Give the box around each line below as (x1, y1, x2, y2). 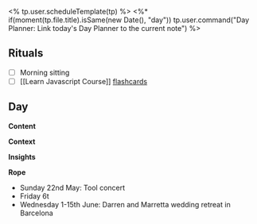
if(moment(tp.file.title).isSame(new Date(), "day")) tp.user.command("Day (8, 15, 250, 25)
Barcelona (19, 208, 53, 218)
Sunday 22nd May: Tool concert (19, 183, 126, 192)
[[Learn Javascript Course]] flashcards (19, 76, 148, 86)
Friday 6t (19, 191, 49, 201)
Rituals (8, 47, 44, 60)
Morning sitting (19, 68, 70, 77)
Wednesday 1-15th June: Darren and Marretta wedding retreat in (19, 199, 231, 209)
